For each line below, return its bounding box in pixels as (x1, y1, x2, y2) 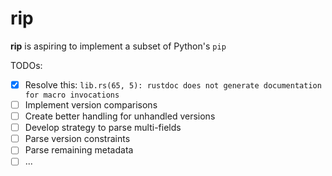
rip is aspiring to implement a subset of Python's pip (10, 40, 227, 52)
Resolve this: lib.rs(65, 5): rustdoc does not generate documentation (24, 78, 322, 91)
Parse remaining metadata (24, 144, 134, 156)
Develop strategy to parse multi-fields (24, 122, 182, 134)
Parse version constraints (24, 133, 131, 145)
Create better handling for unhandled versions (24, 110, 216, 122)
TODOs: (10, 59, 43, 71)
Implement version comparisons (24, 99, 158, 111)
